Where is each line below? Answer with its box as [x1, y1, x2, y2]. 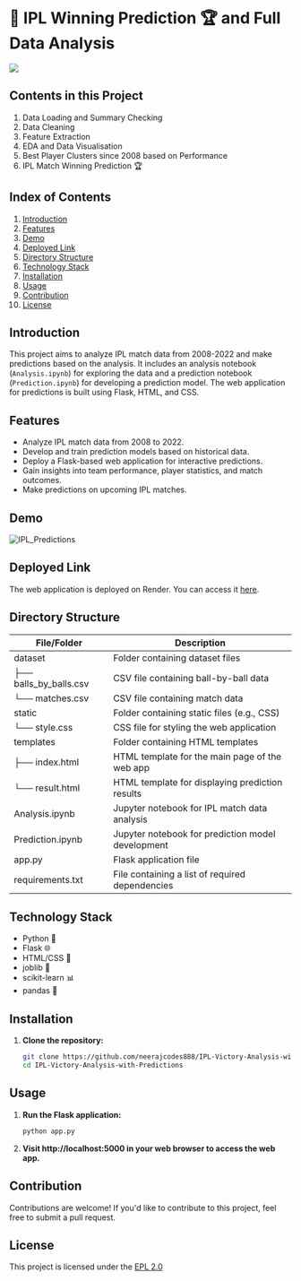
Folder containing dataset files [113, 652, 241, 664]
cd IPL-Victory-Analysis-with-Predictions [21, 1060, 184, 1070]
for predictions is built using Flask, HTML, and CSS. [9, 387, 200, 398]
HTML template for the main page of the [113, 750, 282, 763]
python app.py [21, 1127, 75, 1136]
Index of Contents [9, 190, 112, 205]
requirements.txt [13, 873, 83, 886]
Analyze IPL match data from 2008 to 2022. [21, 437, 185, 447]
